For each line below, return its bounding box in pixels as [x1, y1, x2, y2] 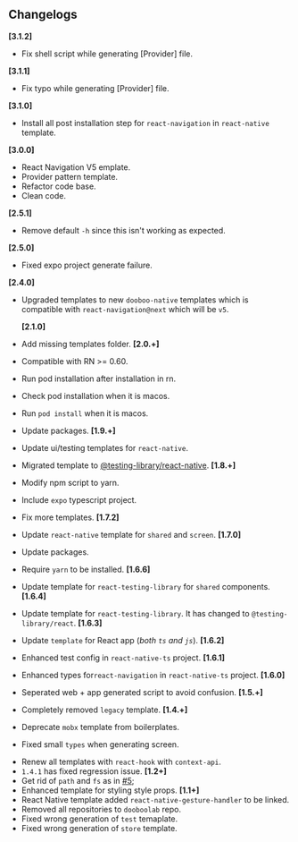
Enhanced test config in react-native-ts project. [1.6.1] [21, 652, 225, 663]
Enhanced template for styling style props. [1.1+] [21, 785, 200, 795]
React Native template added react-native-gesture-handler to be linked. [21, 794, 290, 804]
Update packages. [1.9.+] [21, 425, 116, 436]
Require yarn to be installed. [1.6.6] [21, 564, 151, 574]
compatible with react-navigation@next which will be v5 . [21, 303, 229, 314]
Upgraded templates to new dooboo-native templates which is [21, 294, 249, 305]
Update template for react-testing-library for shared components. [21, 581, 271, 591]
